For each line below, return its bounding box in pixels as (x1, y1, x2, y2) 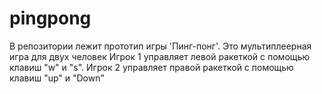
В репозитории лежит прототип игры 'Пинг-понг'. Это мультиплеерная (9, 40, 312, 52)
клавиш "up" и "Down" (9, 72, 105, 84)
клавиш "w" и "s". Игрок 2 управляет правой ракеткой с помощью (9, 61, 294, 73)
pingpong (9, 7, 92, 30)
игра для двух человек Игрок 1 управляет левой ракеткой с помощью (9, 50, 311, 62)
